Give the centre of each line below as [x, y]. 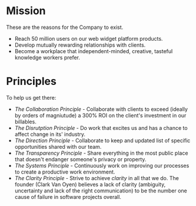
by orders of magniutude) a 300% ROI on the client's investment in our [100, 115]
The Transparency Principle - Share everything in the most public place [101, 153]
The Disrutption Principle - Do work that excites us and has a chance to [101, 127]
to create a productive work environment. [65, 172]
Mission [26, 11]
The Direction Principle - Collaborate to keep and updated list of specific [102, 140]
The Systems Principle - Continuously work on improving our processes [102, 165]
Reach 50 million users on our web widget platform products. [89, 38]
